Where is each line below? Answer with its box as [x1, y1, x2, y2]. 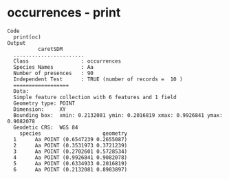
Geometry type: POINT [13, 100, 76, 107]
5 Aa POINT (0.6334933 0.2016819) [13, 160, 128, 167]
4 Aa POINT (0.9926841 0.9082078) [13, 154, 128, 161]
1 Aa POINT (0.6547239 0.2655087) [13, 136, 128, 143]
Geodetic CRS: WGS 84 [13, 124, 78, 131]
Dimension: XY [13, 105, 67, 113]
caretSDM [37, 45, 63, 52]
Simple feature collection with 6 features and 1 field [13, 94, 177, 101]
